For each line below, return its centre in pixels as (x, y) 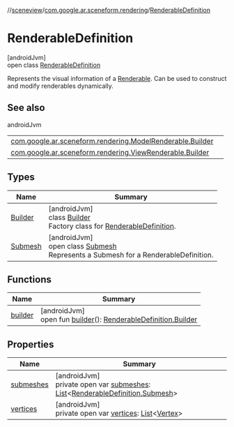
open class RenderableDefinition (54, 65)
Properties (31, 344)
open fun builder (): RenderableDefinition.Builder (119, 320)
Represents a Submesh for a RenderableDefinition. (131, 255)
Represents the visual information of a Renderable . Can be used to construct (117, 78)
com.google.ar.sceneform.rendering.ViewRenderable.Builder (110, 152)
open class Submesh (83, 246)
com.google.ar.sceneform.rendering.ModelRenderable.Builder (112, 141)
